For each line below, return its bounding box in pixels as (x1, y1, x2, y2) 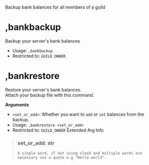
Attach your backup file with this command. (5, 92, 94, 98)
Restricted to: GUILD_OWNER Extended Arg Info (12, 127, 104, 133)
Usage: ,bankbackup (12, 47, 53, 54)
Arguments (5, 101, 29, 107)
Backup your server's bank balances (5, 38, 80, 44)
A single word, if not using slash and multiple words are (17, 151, 143, 156)
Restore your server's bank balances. (5, 86, 82, 92)
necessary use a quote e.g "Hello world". (17, 155, 107, 161)
